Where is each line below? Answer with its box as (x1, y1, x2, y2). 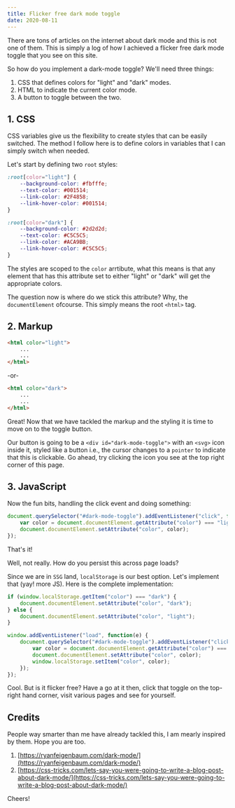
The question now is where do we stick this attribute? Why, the (7, 292, 189, 301)
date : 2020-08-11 (7, 17, 58, 24)
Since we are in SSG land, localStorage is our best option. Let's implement (7, 572, 220, 580)
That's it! (7, 545, 33, 554)
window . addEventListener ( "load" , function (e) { (7, 632, 149, 639)
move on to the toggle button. (7, 425, 93, 433)
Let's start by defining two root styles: (7, 160, 118, 169)
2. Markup (7, 320, 53, 333)
